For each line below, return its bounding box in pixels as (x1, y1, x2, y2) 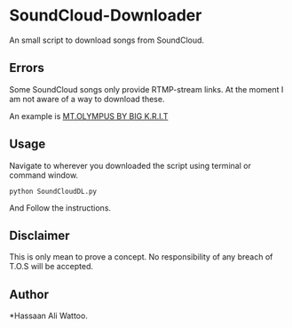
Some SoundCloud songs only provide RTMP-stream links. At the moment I (9, 84, 284, 94)
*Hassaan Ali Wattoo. (9, 310, 89, 321)
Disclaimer (9, 228, 70, 243)
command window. (9, 170, 78, 180)
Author (9, 286, 49, 302)
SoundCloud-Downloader (9, 5, 202, 26)
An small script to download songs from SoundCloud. (9, 35, 205, 45)
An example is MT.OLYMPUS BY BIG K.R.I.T (9, 110, 169, 121)
